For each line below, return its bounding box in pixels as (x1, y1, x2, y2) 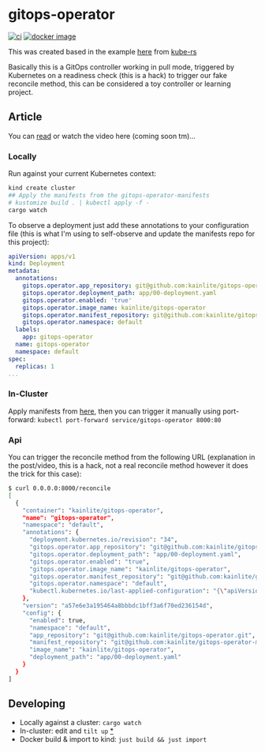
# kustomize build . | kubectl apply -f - (8, 199, 150, 207)
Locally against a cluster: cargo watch (19, 718, 142, 728)
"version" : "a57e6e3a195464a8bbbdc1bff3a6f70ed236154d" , (22, 602, 214, 610)
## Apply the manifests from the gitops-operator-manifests (8, 191, 211, 199)
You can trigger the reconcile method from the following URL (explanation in (8, 452, 256, 462)
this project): (8, 237, 50, 246)
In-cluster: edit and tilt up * (19, 726, 114, 735)
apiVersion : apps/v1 (8, 253, 77, 260)
